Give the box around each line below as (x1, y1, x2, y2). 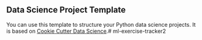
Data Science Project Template (6, 5, 126, 15)
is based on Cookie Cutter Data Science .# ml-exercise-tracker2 (6, 27, 167, 35)
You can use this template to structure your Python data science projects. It (6, 21, 197, 28)
